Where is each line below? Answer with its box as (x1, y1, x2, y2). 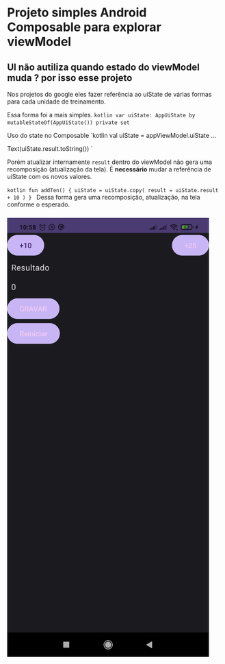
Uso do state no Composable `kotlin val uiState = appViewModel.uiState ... (7, 132, 217, 139)
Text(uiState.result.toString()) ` (7, 145, 94, 152)
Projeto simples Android (7, 5, 147, 21)
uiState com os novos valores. (7, 173, 92, 180)
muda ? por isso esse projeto (7, 72, 133, 84)
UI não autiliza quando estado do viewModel (7, 61, 200, 73)
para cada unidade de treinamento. (7, 97, 106, 106)
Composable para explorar (7, 19, 162, 35)
